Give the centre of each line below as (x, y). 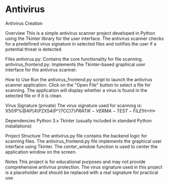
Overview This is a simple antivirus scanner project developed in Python (80, 33)
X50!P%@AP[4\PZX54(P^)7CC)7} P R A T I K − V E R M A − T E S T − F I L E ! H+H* (80, 111)
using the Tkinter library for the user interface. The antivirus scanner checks (84, 38)
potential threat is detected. (34, 49)
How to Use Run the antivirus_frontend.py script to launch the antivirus (79, 79)
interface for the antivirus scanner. (41, 70)
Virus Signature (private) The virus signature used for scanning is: (74, 105)
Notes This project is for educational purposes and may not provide (75, 161)
